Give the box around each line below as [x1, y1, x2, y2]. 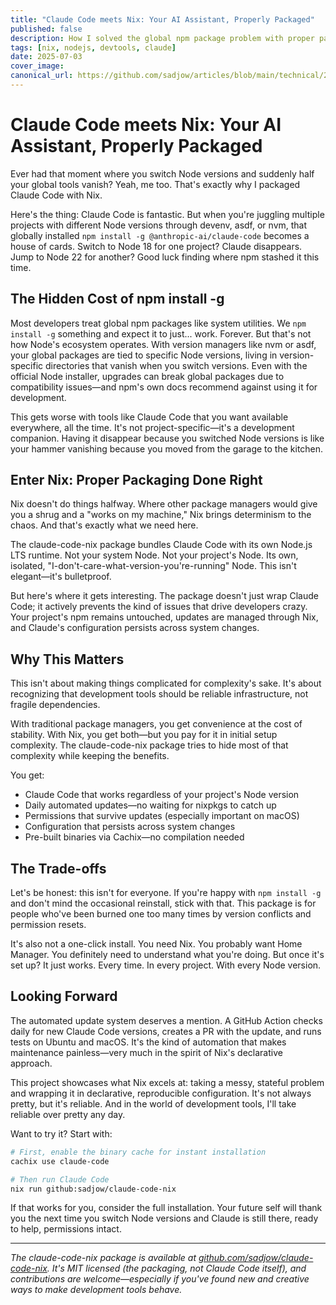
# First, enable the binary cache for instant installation [10, 1147, 267, 1157]
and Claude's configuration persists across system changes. [10, 622, 260, 634]
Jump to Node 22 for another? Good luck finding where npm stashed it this [10, 251, 320, 263]
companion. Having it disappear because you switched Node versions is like [10, 432, 325, 444]
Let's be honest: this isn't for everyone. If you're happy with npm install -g [10, 887, 322, 899]
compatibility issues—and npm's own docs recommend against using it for [10, 381, 318, 393]
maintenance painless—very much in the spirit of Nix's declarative [10, 1046, 283, 1058]
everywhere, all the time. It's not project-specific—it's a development [10, 421, 295, 433]
